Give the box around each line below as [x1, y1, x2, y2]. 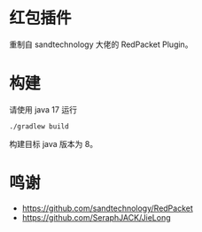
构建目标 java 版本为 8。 [9, 138, 98, 149]
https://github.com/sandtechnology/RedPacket [21, 203, 193, 213]
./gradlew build [9, 121, 69, 131]
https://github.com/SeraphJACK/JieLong [21, 212, 171, 222]
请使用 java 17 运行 [9, 104, 78, 115]
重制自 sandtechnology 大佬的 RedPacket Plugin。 [9, 39, 193, 50]
